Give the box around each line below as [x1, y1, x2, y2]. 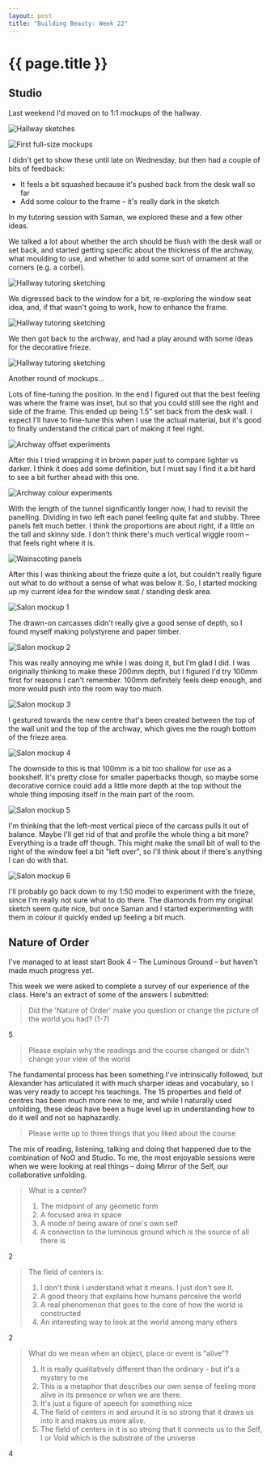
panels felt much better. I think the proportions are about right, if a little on [8, 520, 255, 530]
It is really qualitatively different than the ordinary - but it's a [40, 1365, 240, 1374]
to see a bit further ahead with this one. [8, 472, 140, 482]
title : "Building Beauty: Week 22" [8, 19, 129, 28]
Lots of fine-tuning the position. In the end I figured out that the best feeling [8, 389, 260, 399]
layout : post [8, 11, 53, 20]
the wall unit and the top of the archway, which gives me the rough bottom [8, 724, 256, 733]
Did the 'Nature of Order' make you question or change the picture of [28, 1005, 259, 1016]
